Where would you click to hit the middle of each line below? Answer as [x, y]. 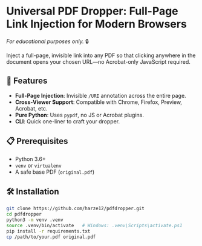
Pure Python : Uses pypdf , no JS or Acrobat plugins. [79, 115]
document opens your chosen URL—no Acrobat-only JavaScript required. [98, 61]
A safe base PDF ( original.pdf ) [55, 172]
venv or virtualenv [38, 165]
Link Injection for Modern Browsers [97, 24]
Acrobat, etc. [31, 108]
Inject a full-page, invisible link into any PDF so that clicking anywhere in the [101, 55]
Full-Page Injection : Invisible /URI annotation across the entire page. [100, 95]
